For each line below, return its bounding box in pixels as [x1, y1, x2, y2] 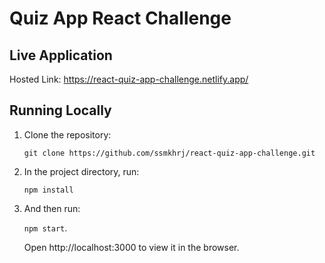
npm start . [23, 222, 68, 234]
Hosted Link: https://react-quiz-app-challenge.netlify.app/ [9, 73, 249, 85]
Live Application [9, 47, 113, 64]
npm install [23, 185, 74, 195]
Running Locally [9, 102, 112, 119]
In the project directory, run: [23, 165, 140, 177]
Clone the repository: [23, 128, 112, 141]
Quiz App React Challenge [9, 7, 232, 30]
